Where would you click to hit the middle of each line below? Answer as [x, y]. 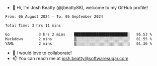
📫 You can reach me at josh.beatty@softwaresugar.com [70, 59]
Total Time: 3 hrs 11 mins [33, 25]
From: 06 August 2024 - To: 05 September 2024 [54, 17]
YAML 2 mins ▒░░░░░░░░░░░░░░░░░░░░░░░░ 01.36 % [79, 44]
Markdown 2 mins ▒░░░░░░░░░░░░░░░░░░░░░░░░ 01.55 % [79, 39]
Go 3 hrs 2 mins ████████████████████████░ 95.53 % [79, 34]
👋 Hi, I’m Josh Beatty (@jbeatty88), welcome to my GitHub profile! [80, 8]
